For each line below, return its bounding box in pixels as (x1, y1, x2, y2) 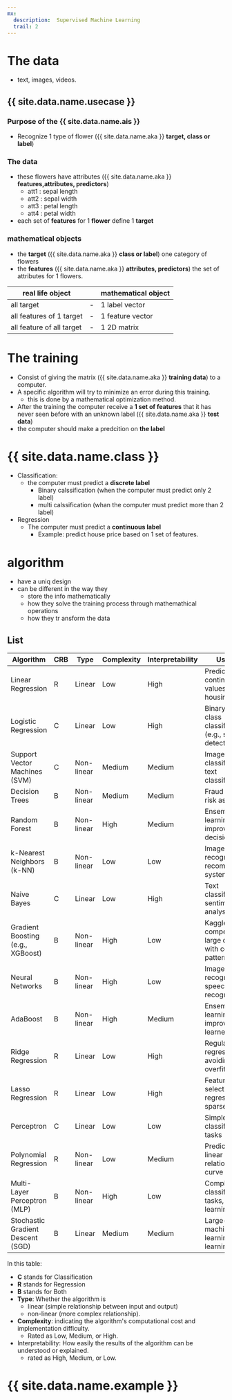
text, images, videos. (17, 75, 77, 84)
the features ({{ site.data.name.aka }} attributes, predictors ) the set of (17, 264, 220, 273)
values (204, 684, 226, 693)
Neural (10, 973, 32, 983)
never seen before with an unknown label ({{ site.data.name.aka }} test (17, 410, 220, 418)
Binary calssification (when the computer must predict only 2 (37, 486, 212, 495)
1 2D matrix (100, 322, 139, 332)
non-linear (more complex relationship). (27, 1309, 141, 1318)
